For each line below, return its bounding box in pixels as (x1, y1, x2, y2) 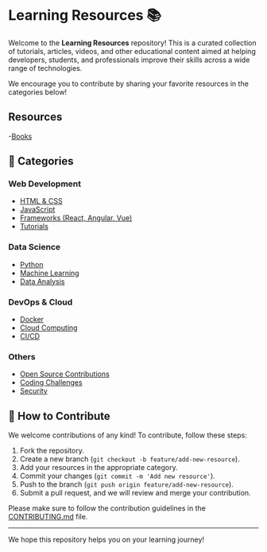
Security (19, 387, 48, 396)
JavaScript (19, 204, 56, 215)
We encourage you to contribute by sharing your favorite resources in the (8, 79, 249, 88)
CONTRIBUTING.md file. (8, 512, 88, 522)
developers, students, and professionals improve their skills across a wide (8, 55, 250, 64)
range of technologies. (8, 63, 83, 72)
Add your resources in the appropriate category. (19, 463, 178, 472)
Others (8, 351, 36, 362)
